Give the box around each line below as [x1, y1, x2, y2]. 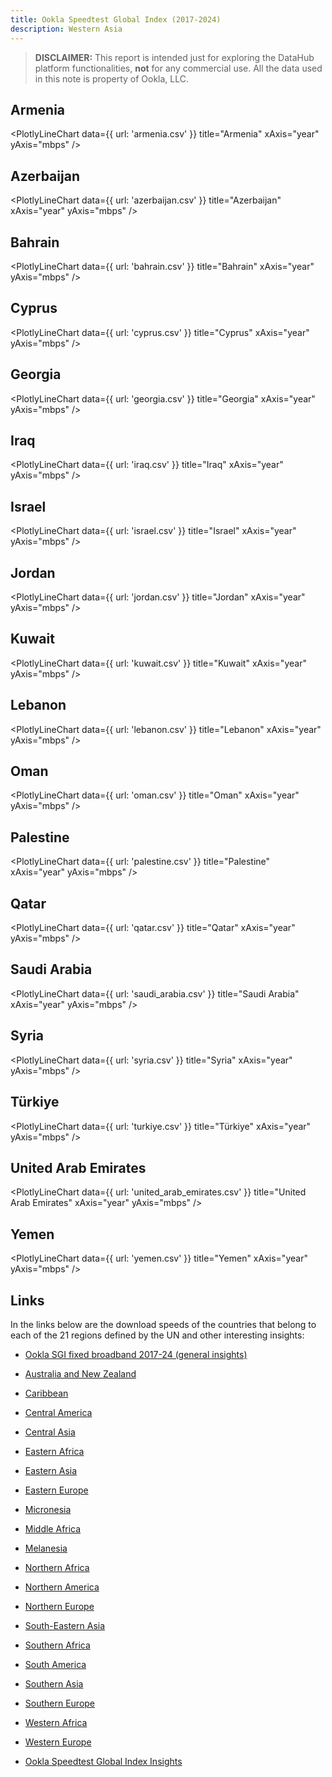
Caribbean [24, 1387, 69, 1399]
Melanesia [24, 1542, 68, 1554]
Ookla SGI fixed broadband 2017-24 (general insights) [24, 1348, 248, 1360]
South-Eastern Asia [24, 1619, 106, 1631]
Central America [24, 1406, 93, 1418]
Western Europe [24, 1736, 92, 1748]
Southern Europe [24, 1697, 96, 1709]
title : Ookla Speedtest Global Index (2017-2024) [10, 14, 222, 25]
